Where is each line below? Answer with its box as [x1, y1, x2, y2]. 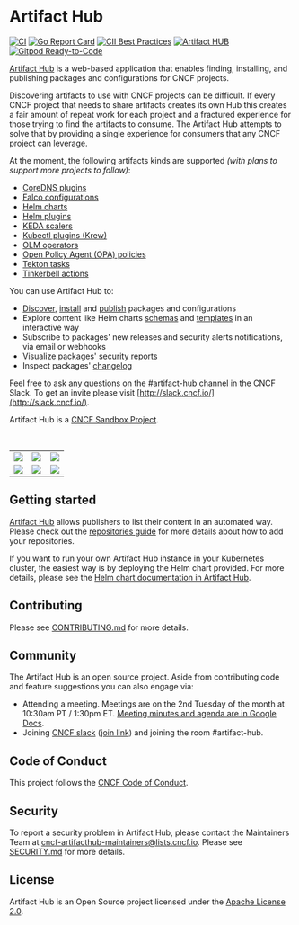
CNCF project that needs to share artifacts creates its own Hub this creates [9, 99, 287, 110]
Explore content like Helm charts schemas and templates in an [22, 312, 253, 323]
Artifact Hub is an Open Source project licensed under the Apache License [9, 896, 286, 907]
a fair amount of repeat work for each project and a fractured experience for [9, 109, 292, 120]
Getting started [9, 493, 97, 508]
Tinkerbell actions [22, 268, 89, 279]
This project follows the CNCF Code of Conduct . [9, 778, 189, 788]
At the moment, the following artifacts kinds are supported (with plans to [9, 155, 278, 165]
